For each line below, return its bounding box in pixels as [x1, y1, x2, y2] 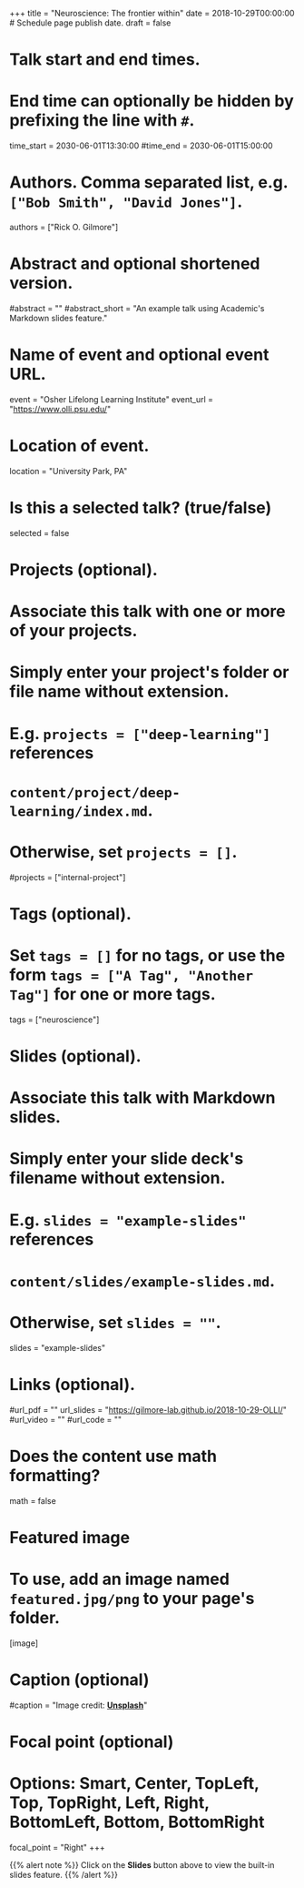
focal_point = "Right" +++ [9, 1842, 106, 1852]
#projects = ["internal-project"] [9, 871, 126, 882]
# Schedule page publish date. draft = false [9, 17, 172, 28]
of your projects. [9, 621, 138, 641]
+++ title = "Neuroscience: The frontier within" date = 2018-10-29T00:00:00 [9, 8, 295, 18]
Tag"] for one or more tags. [9, 984, 216, 1005]
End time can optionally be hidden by [9, 91, 294, 112]
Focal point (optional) [9, 1731, 174, 1751]
